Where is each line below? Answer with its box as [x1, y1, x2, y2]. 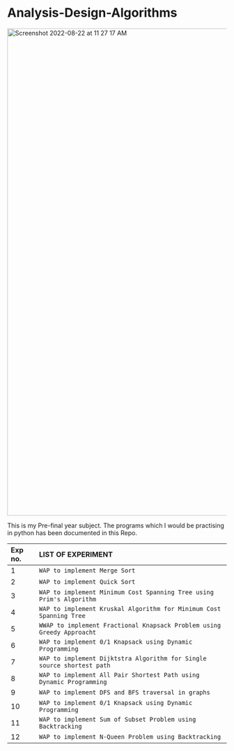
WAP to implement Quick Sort [39, 578, 136, 586]
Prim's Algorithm [39, 595, 97, 603]
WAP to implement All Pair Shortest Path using [39, 671, 200, 679]
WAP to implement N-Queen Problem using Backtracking [39, 733, 221, 741]
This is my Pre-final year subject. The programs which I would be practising [7, 521, 225, 529]
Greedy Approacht [39, 628, 97, 636]
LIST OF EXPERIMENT [39, 549, 114, 559]
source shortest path [39, 661, 111, 669]
